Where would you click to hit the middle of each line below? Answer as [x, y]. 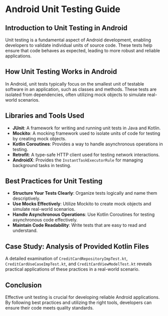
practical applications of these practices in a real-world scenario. [72, 269]
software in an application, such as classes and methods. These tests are [81, 89]
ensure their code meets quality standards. [50, 308]
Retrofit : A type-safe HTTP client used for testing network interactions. [86, 154]
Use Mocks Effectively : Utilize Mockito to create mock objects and [82, 204]
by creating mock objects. [39, 138]
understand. [25, 230]
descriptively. [26, 199]
